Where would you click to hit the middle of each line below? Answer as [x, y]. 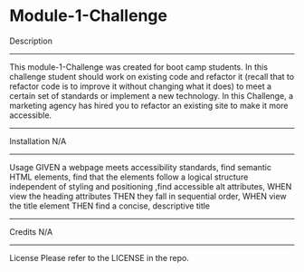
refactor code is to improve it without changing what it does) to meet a [141, 86]
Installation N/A [38, 141]
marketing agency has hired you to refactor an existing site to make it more [149, 105]
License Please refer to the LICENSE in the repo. [100, 257]
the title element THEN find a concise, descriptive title [110, 206]
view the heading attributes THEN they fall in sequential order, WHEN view [148, 196]
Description [31, 41]
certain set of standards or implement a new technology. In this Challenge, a [152, 95]
